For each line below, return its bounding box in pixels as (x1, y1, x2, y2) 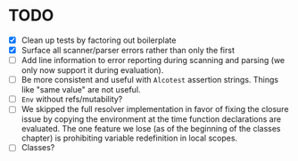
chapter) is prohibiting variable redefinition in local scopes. (21, 133, 238, 143)
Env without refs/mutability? (21, 94, 123, 105)
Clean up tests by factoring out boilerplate (21, 35, 177, 45)
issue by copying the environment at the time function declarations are (21, 114, 282, 125)
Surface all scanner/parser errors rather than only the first (21, 45, 236, 55)
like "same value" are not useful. (21, 85, 141, 95)
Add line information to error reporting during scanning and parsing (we (21, 55, 286, 66)
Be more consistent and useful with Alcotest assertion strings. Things (21, 75, 279, 85)
